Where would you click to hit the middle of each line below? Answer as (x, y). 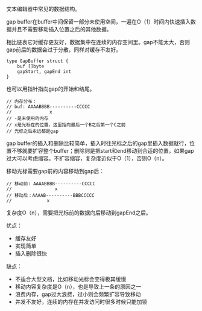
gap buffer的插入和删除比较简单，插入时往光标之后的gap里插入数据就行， (98, 143)
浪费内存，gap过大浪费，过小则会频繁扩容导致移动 (78, 294)
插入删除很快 (31, 253)
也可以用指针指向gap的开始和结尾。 (51, 89)
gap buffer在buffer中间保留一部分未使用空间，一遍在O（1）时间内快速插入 (99, 22)
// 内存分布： (22, 101)
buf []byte (31, 66)
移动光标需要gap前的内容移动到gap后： (55, 171)
